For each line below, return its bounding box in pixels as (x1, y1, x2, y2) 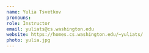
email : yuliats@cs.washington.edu (6, 26, 95, 32)
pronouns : (6, 15, 32, 21)
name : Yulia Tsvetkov (6, 9, 62, 15)
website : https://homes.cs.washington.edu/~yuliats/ (6, 32, 144, 38)
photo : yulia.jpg (6, 37, 51, 43)
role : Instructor (6, 20, 51, 26)
